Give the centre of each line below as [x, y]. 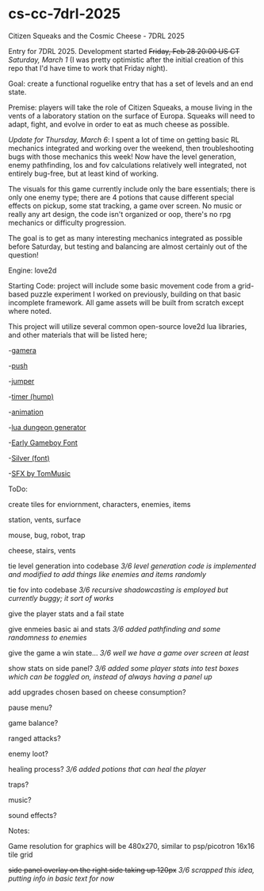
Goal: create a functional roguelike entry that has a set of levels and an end [131, 83]
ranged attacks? [34, 738]
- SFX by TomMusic [40, 473]
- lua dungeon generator [47, 427]
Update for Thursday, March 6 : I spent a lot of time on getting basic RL [124, 139]
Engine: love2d [33, 270]
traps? [19, 784]
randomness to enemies [48, 637]
